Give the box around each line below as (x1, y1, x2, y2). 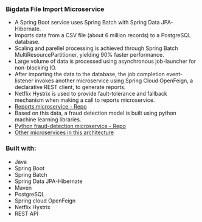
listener (14, 77, 34, 84)
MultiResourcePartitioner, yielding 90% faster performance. (14, 51, 165, 59)
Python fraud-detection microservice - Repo (14, 123, 126, 130)
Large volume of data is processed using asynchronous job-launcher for (14, 57, 196, 65)
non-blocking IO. (14, 64, 57, 71)
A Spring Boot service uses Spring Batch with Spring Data (14, 19, 160, 26)
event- (166, 71, 183, 78)
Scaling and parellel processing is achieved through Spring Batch (14, 45, 178, 52)
